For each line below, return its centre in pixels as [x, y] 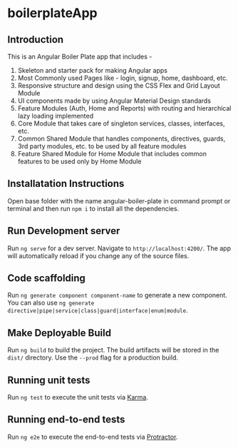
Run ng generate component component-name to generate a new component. [118, 295]
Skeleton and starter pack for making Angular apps [92, 70]
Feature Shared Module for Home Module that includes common [112, 154]
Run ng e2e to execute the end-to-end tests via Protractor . [93, 437]
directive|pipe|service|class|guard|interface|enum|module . [98, 310]
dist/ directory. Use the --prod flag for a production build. [93, 357]
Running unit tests [49, 380]
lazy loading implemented [56, 116]
